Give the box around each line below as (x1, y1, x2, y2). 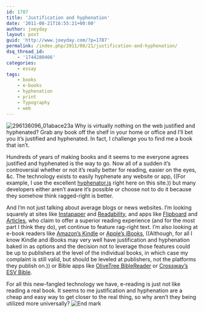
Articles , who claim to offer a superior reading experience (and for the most (6, 217, 195, 224)
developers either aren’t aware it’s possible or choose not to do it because (6, 185, 192, 192)
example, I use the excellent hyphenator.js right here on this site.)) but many (6, 179, 196, 186)
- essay (17, 65, 36, 72)
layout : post (6, 32, 39, 38)
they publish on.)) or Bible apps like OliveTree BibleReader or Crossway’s (6, 262, 188, 269)
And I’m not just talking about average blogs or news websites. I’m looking (6, 203, 192, 211)
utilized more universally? (6, 300, 70, 307)
